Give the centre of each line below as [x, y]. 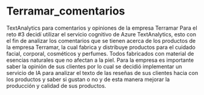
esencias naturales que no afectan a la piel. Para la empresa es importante [100, 60]
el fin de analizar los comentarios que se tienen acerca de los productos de [101, 41]
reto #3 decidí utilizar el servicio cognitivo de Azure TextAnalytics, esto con [101, 34]
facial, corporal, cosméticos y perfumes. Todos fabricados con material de [100, 53]
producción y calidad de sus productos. [56, 85]
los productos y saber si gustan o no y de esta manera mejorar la [88, 79]
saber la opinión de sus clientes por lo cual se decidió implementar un [94, 66]
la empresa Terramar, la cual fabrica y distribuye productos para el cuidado [101, 47]
